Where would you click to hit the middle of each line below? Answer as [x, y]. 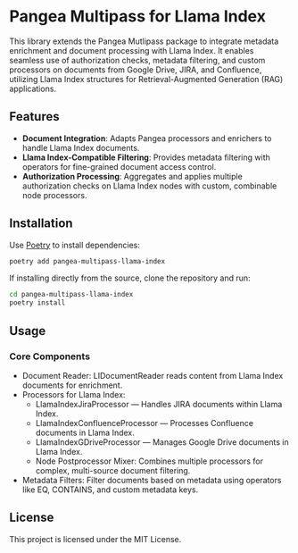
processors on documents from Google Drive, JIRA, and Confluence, [136, 70]
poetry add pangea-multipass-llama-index [87, 261]
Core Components [50, 356]
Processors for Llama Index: [74, 394]
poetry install [37, 303]
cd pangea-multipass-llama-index [71, 295]
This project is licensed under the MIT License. [95, 539]
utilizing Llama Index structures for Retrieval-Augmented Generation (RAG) [146, 79]
